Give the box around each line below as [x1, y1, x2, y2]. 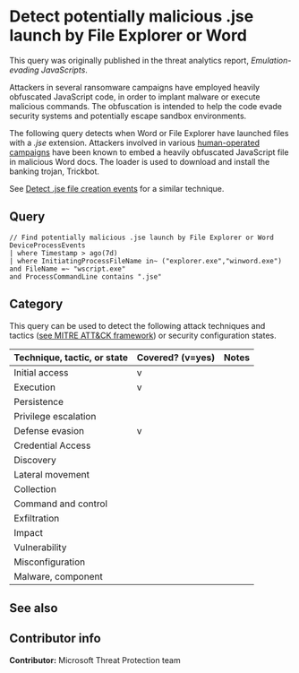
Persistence [13, 395, 64, 408]
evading [9, 65, 39, 75]
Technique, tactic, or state [13, 351, 128, 364]
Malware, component [13, 570, 103, 582]
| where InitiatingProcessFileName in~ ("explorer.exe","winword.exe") [9, 256, 282, 265]
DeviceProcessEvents [9, 240, 87, 250]
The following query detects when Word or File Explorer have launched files [9, 127, 289, 138]
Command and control [13, 497, 108, 510]
